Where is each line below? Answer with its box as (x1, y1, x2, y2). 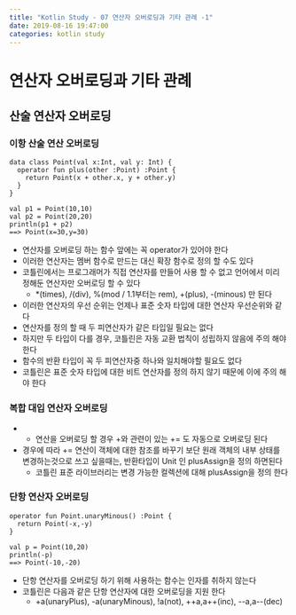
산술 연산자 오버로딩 (9, 108, 112, 123)
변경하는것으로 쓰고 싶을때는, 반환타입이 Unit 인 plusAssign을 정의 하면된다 (21, 455, 284, 466)
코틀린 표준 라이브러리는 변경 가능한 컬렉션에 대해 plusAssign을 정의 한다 (35, 467, 289, 477)
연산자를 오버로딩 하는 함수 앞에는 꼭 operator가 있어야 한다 (21, 245, 229, 256)
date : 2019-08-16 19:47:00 (9, 21, 109, 30)
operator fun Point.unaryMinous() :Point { (9, 511, 173, 520)
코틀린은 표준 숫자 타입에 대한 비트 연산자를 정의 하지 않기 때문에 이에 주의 (21, 367, 277, 377)
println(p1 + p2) (9, 220, 74, 229)
